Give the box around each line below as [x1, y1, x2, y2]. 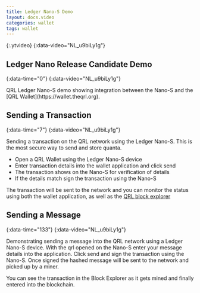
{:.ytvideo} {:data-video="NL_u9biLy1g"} [6, 42, 106, 49]
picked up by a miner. [6, 263, 60, 270]
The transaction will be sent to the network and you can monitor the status [6, 186, 189, 193]
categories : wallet [6, 20, 55, 26]
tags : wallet [6, 25, 39, 32]
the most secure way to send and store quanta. [6, 144, 122, 151]
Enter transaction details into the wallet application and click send [14, 162, 176, 169]
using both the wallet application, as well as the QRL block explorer [6, 193, 171, 200]
